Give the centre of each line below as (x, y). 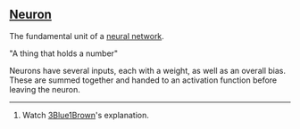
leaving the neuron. (45, 89)
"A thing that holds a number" (64, 53)
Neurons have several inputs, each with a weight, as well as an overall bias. (147, 70)
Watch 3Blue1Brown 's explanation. (85, 115)
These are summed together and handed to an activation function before (143, 80)
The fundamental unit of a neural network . (87, 36)
